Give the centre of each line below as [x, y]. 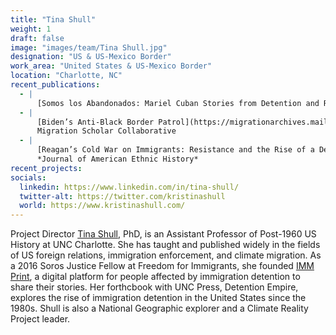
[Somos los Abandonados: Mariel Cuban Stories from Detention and [178, 103]
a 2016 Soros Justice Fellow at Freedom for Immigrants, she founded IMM [162, 266]
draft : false [37, 38]
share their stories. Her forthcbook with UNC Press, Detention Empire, [154, 287]
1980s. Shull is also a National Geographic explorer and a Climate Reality [159, 308]
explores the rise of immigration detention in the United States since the [158, 298]
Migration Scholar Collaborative [106, 131]
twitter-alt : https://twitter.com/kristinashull [122, 196]
